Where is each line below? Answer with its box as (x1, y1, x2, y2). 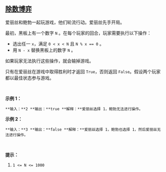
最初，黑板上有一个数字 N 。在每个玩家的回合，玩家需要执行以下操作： (5, 30, 152, 36)
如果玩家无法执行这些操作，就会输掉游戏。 (5, 58, 94, 64)
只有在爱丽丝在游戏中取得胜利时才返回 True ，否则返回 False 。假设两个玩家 (5, 68, 161, 74)
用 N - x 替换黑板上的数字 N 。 (12, 47, 76, 53)
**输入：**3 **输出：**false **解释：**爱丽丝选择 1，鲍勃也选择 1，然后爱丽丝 (5, 127, 157, 132)
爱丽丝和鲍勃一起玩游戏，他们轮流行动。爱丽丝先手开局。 (5, 19, 125, 25)
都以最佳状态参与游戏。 (5, 75, 54, 81)
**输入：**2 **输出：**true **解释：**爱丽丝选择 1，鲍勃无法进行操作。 (5, 106, 143, 111)
